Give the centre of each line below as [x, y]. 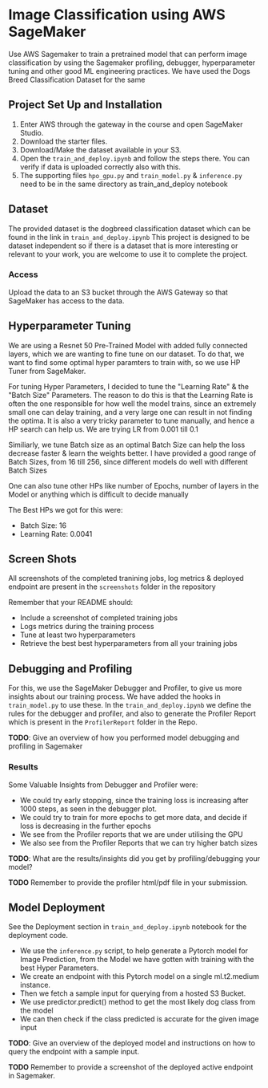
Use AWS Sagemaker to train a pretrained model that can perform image [128, 54]
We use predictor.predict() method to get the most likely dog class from [138, 1002]
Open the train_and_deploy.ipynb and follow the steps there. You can [135, 158]
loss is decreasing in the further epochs [86, 826]
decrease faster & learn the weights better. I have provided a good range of [132, 453]
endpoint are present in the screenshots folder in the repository [112, 587]
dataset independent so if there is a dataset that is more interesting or [123, 246]
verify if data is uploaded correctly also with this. [100, 167]
